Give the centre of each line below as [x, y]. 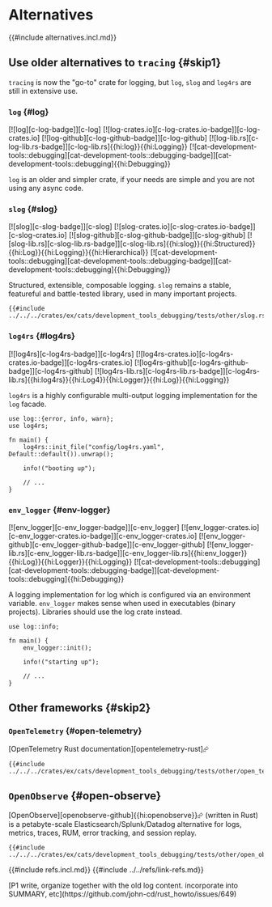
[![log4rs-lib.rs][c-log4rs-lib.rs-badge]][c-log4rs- [177, 371]
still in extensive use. [43, 91]
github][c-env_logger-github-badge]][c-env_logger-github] [107, 545]
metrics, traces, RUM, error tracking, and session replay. [102, 833]
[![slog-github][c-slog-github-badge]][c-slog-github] [157, 235]
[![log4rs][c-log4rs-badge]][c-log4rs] [71, 354]
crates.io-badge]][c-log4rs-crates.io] [71, 362]
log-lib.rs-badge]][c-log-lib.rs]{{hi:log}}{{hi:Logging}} [98, 146]
